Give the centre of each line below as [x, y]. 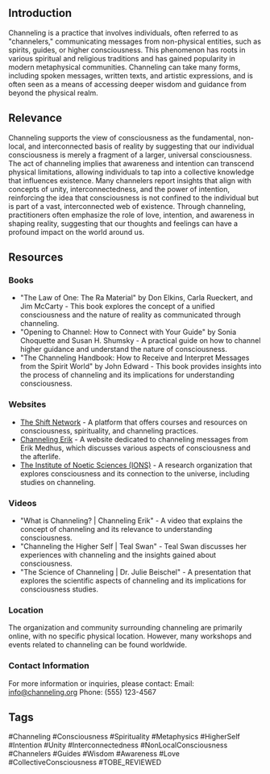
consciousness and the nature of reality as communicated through [130, 315]
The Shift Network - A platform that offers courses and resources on [133, 422]
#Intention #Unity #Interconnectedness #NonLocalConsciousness [118, 745]
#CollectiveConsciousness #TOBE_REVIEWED [85, 763]
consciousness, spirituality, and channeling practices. [109, 430]
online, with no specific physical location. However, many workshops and [130, 636]
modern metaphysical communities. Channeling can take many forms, [125, 67]
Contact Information [49, 666]
